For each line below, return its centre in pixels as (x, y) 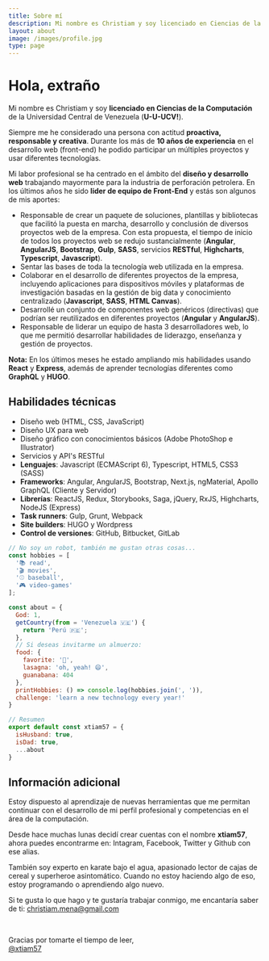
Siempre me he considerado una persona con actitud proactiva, (115, 132)
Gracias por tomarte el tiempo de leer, (71, 940)
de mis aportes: (34, 199)
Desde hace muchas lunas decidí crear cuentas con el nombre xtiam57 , (128, 835)
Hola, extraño (54, 86)
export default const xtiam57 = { (66, 728)
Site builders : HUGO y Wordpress (76, 524)
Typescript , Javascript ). (61, 258)
